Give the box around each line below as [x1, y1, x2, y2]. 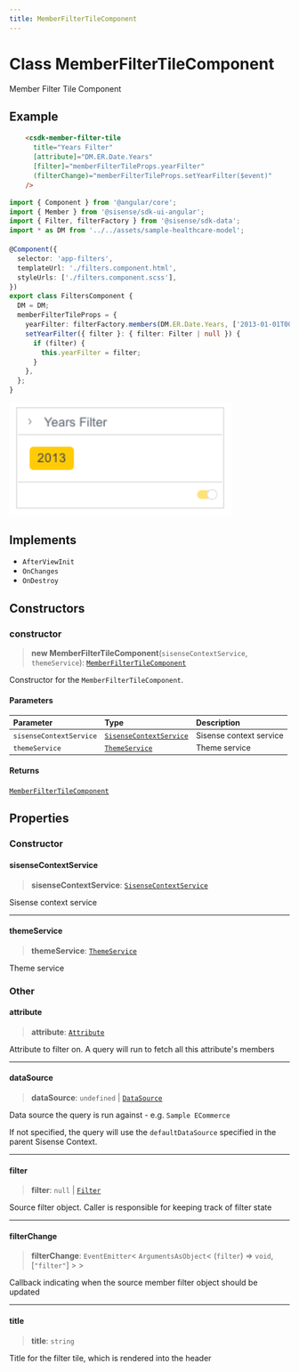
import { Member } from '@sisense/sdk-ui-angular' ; [9, 207, 205, 216]
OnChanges [21, 567, 60, 576]
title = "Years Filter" [32, 143, 114, 152]
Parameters [9, 694, 53, 705]
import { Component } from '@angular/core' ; [9, 198, 177, 207]
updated [9, 1287, 40, 1297]
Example [9, 109, 59, 124]
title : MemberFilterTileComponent [9, 14, 138, 23]
